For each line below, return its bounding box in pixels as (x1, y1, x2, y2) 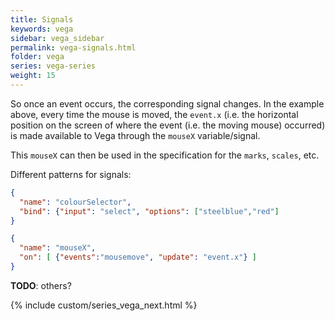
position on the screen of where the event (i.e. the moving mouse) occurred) (10, 119, 326, 131)
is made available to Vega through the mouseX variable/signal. (10, 129, 261, 141)
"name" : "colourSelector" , (19, 197, 132, 207)
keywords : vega (10, 24, 74, 34)
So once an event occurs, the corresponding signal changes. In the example (10, 97, 325, 110)
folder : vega (10, 52, 65, 62)
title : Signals (10, 14, 74, 25)
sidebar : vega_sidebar (10, 33, 105, 43)
